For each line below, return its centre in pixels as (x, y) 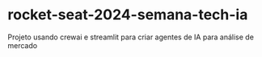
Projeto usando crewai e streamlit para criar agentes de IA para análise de (131, 37)
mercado (23, 45)
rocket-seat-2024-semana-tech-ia (128, 15)
